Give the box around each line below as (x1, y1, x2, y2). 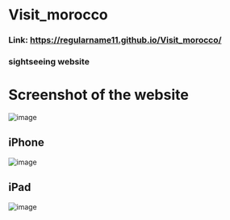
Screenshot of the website (8, 86, 190, 104)
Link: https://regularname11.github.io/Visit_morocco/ (8, 35, 222, 46)
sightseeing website (8, 56, 90, 68)
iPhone (8, 135, 44, 150)
